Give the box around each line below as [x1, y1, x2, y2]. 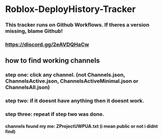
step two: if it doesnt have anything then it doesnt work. [5, 97, 144, 104]
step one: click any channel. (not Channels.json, [5, 71, 125, 78]
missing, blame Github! [5, 27, 63, 34]
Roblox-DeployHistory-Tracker [5, 3, 136, 15]
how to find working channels [5, 56, 100, 65]
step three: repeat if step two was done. [5, 111, 104, 118]
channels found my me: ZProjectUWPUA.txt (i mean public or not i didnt [5, 123, 158, 129]
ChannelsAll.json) [5, 84, 50, 91]
